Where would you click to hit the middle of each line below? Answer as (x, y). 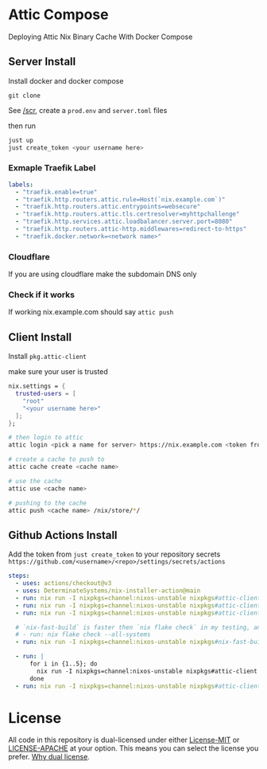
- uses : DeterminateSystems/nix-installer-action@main (108, 591)
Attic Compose (58, 15)
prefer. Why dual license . (49, 757)
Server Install (42, 62)
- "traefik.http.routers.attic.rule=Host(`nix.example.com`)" (120, 199)
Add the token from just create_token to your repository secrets (114, 554)
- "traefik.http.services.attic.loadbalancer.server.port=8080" (124, 222)
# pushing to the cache (48, 503)
